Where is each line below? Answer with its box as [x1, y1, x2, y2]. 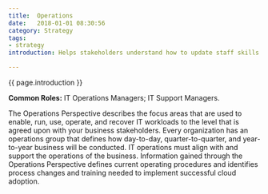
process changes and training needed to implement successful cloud [8, 168, 237, 177]
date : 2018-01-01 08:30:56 [8, 19, 106, 27]
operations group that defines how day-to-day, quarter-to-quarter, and [8, 134, 242, 144]
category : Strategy [8, 26, 74, 34]
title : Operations [8, 11, 74, 20]
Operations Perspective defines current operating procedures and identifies [8, 160, 258, 168]
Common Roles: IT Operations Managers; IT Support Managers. [8, 93, 220, 102]
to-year [8, 143, 34, 152]
